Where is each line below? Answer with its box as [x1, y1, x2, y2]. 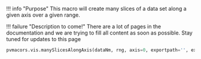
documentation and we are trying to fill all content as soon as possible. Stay [6, 29, 193, 36]
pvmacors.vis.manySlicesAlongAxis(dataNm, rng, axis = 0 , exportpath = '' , [6, 47, 188, 53]
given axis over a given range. [6, 11, 81, 18]
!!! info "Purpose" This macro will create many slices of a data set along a [6, 5, 187, 12]
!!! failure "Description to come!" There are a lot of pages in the [6, 23, 162, 30]
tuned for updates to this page [6, 36, 81, 42]
